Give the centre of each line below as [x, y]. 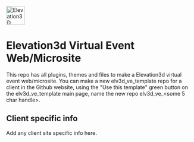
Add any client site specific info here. [51, 132]
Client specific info [42, 119]
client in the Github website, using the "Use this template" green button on [97, 87]
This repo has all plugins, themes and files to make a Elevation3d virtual [94, 74]
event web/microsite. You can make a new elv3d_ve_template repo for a [94, 81]
